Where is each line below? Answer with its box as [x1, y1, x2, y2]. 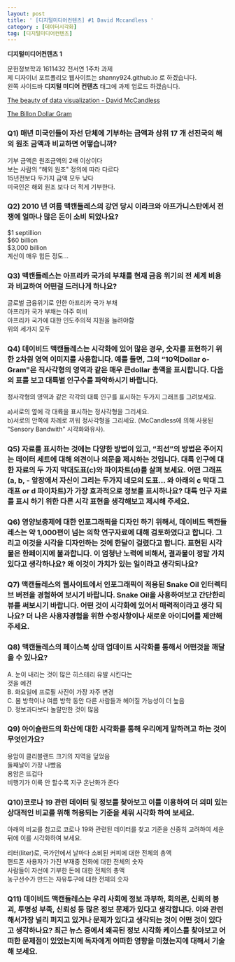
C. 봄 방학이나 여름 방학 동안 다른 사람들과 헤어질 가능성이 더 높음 [7, 696, 185, 705]
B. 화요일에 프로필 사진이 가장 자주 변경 [7, 687, 114, 696]
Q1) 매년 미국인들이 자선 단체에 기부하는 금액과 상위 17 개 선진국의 [7, 129, 215, 139]
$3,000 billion [7, 243, 48, 252]
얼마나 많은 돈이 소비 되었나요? [22, 212, 119, 222]
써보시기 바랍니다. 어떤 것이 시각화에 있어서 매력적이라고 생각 [22, 601, 215, 611]
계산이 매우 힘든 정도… [7, 251, 69, 260]
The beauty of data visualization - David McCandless [7, 96, 161, 105]
